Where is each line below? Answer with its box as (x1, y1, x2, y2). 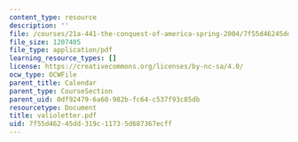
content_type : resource (9, 12, 98, 22)
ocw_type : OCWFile (9, 71, 77, 79)
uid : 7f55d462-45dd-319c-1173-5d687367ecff (9, 120, 173, 129)
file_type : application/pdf (9, 46, 114, 55)
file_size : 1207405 (9, 37, 82, 47)
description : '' (9, 21, 69, 30)
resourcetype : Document (9, 103, 98, 112)
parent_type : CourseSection (9, 86, 114, 95)
